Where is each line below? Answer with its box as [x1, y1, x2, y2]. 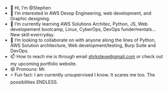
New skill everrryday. [10, 32, 55, 37]
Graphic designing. [10, 16, 51, 21]
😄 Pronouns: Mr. [10, 66, 46, 72]
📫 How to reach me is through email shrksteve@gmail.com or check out [10, 54, 163, 59]
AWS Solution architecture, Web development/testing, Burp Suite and [10, 42, 156, 48]
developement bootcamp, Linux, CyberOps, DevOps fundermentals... [10, 26, 156, 32]
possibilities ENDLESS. [10, 79, 58, 85]
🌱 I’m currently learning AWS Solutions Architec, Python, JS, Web [10, 21, 148, 27]
